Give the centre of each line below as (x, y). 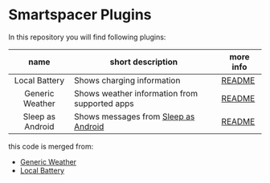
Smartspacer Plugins (80, 15)
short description (144, 62)
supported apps (104, 104)
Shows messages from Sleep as (134, 116)
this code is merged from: (51, 146)
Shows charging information (127, 80)
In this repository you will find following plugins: (87, 37)
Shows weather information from (136, 93)
